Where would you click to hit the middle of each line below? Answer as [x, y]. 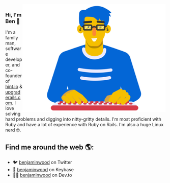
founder [13, 76]
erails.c [13, 98]
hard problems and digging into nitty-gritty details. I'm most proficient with [83, 119]
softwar [13, 49]
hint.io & [14, 87]
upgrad [13, 92]
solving [13, 114]
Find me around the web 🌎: [50, 147]
